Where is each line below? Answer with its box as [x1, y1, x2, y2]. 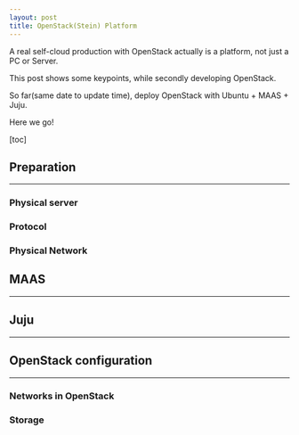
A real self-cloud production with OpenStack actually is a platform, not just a [9, 45, 289, 56]
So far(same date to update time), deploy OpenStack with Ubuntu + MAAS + [9, 90, 289, 101]
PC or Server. [9, 55, 59, 66]
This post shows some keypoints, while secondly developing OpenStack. [9, 72, 277, 83]
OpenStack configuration [9, 353, 153, 368]
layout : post [9, 12, 58, 22]
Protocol [9, 220, 47, 233]
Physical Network [9, 244, 88, 257]
